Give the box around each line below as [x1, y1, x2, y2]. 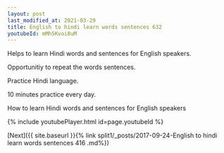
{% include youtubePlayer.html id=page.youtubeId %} [7, 118, 164, 126]
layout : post [7, 10, 46, 18]
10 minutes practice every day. [7, 90, 97, 99]
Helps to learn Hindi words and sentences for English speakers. [7, 49, 192, 58]
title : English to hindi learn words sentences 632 [7, 23, 162, 30]
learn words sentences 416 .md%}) [7, 139, 109, 147]
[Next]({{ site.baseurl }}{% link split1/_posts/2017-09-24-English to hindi [7, 131, 218, 140]
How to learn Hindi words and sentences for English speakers [7, 104, 187, 113]
